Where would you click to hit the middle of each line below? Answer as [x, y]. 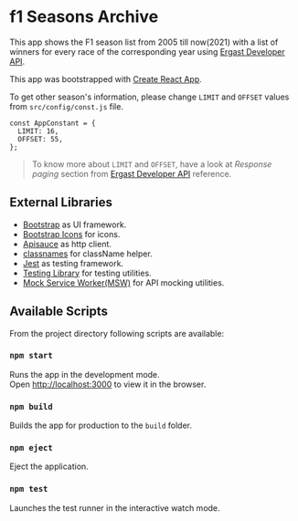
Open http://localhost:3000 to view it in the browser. [108, 384]
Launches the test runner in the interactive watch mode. [115, 507]
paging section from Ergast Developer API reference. [132, 173]
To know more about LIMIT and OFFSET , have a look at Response [152, 164]
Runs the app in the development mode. [85, 374]
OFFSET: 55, [41, 139]
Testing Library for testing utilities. [87, 273]
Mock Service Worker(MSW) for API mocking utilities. [123, 282]
